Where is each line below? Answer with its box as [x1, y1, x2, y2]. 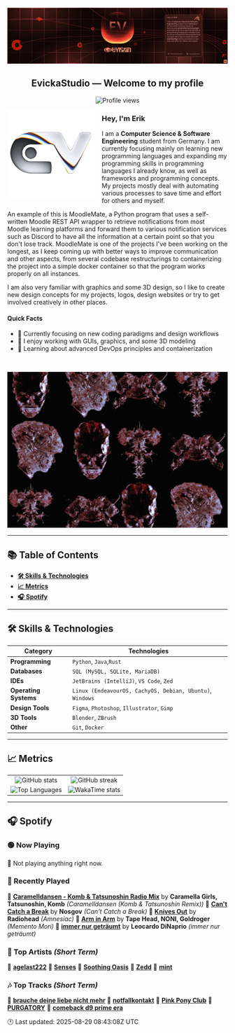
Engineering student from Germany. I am [101, 137, 220, 146]
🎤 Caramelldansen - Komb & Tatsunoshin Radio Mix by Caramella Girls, [7, 892, 218, 901]
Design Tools [10, 703, 50, 712]
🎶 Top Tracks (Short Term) [7, 980, 98, 990]
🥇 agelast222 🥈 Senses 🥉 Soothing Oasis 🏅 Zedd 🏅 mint [7, 963, 173, 971]
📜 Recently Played [7, 876, 70, 886]
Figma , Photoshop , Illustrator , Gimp [72, 703, 173, 712]
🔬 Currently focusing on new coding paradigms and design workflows [17, 330, 219, 338]
